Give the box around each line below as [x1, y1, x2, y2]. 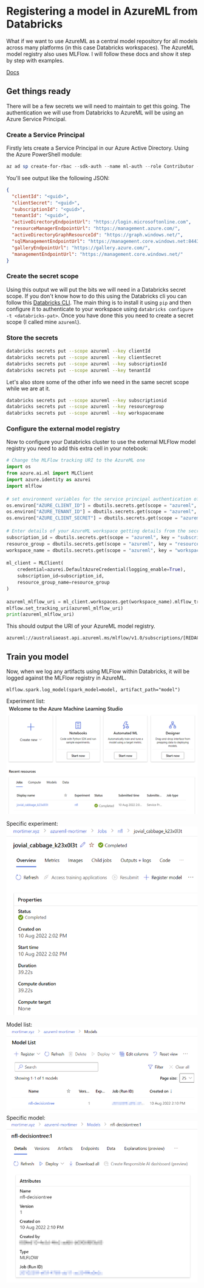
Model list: [6, 1021, 32, 1028]
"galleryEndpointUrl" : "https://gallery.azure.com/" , [12, 245, 151, 251]
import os [6, 464, 32, 470]
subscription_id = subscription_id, [17, 573, 104, 579]
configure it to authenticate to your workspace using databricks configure [6, 305, 193, 312]
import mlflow [6, 483, 42, 489]
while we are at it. [6, 385, 50, 392]
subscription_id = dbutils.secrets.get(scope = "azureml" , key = [6, 534, 175, 540]
